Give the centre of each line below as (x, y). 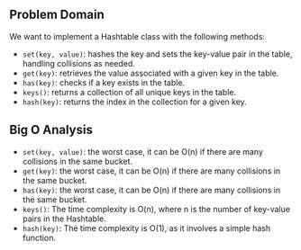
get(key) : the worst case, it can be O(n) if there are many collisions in (151, 171)
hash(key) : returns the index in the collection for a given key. (135, 102)
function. (39, 237)
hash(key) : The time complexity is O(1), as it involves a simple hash (146, 228)
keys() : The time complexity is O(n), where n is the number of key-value (156, 209)
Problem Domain (57, 15)
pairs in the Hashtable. (64, 219)
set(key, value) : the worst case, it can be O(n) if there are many (143, 151)
